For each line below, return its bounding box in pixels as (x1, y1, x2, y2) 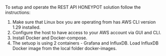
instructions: (5, 9, 31, 15)
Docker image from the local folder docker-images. (12, 46, 117, 51)
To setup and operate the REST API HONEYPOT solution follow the (5, 4, 141, 10)
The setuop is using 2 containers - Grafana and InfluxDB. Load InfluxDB (12, 40, 159, 46)
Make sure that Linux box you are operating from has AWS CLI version (12, 19, 156, 25)
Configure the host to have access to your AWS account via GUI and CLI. (12, 30, 162, 35)
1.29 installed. (12, 24, 41, 30)
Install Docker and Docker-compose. (12, 35, 88, 41)
